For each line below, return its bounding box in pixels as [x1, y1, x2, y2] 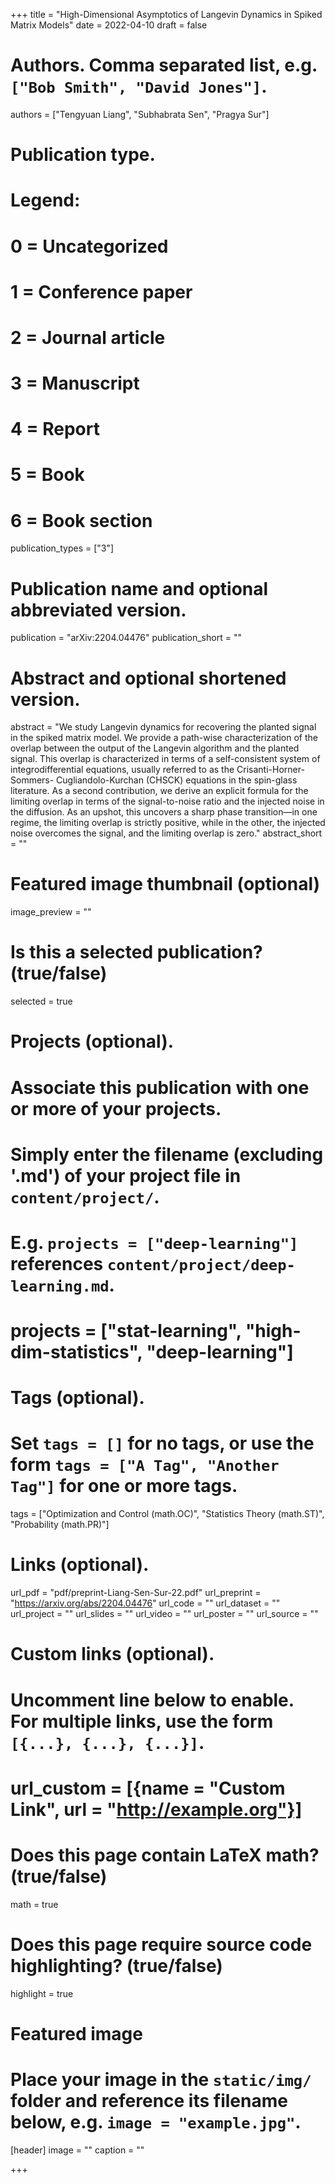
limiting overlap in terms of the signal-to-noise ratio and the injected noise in [10, 795, 325, 808]
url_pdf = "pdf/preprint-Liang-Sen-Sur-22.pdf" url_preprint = [10, 1587, 262, 1599]
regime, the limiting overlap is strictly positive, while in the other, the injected [10, 817, 326, 829]
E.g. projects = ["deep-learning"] [10, 1231, 299, 1254]
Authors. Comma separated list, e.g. [10, 54, 318, 77]
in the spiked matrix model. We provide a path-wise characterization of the [10, 732, 319, 744]
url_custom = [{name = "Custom [10, 1777, 286, 1799]
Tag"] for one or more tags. [10, 1475, 238, 1498]
